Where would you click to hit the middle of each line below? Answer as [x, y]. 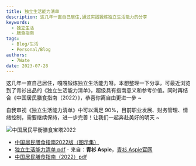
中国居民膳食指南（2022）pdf [51, 157]
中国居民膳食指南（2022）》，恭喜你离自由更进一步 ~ [79, 98]
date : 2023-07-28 [27, 66]
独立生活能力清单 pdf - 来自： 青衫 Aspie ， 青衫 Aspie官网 [83, 150]
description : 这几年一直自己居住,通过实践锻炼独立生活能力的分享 [77, 17]
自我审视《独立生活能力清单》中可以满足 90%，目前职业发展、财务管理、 [94, 110]
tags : [13, 39]
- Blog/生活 [25, 44]
